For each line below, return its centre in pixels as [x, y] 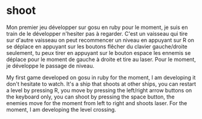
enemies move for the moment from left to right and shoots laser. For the [97, 103]
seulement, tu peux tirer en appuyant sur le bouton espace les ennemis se [99, 53]
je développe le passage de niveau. [50, 66]
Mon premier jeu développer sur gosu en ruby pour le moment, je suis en [97, 27]
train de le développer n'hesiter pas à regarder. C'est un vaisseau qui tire [97, 33]
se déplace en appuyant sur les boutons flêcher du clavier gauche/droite [97, 47]
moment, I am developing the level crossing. [61, 109]
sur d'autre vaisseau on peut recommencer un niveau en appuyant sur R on [100, 40]
